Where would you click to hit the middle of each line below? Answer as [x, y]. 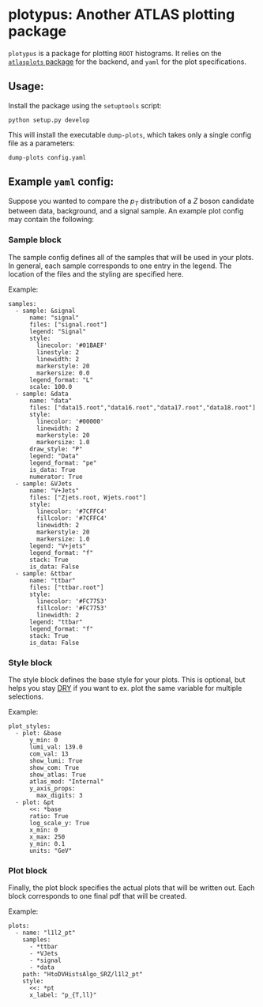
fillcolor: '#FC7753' [72, 608]
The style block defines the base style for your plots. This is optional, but [127, 679]
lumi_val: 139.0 [56, 747]
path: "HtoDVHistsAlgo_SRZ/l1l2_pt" [83, 975]
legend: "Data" [54, 456]
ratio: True [49, 816]
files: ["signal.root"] [68, 324]
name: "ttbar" [53, 580]
